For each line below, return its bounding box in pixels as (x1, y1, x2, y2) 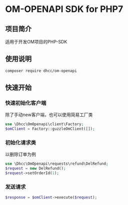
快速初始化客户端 (5, 100, 46, 106)
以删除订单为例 (5, 151, 36, 158)
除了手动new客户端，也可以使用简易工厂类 (5, 112, 93, 118)
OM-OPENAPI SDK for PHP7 (5, 3, 123, 15)
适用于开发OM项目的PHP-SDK (5, 39, 67, 44)
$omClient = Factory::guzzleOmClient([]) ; (5, 126, 95, 132)
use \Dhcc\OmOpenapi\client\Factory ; (5, 122, 84, 127)
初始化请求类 (5, 139, 36, 146)
